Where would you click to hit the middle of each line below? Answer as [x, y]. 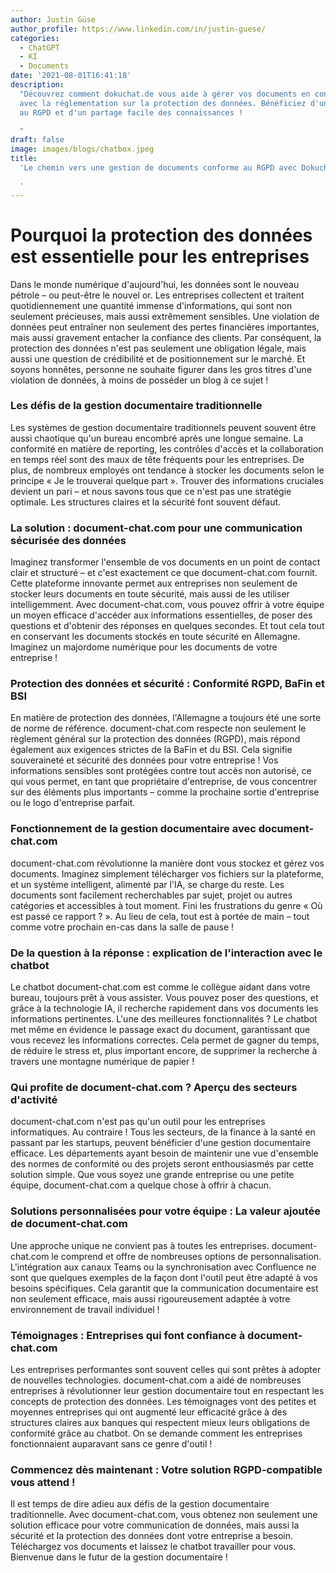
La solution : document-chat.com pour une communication [156, 528]
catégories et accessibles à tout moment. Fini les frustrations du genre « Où [166, 905]
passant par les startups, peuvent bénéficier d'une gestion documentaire [161, 1143]
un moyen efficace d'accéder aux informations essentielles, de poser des [161, 615]
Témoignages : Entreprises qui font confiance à [128, 1335]
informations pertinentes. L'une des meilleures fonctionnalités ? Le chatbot [164, 1019]
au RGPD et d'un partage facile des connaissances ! [131, 112]
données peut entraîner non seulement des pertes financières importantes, [165, 327]
